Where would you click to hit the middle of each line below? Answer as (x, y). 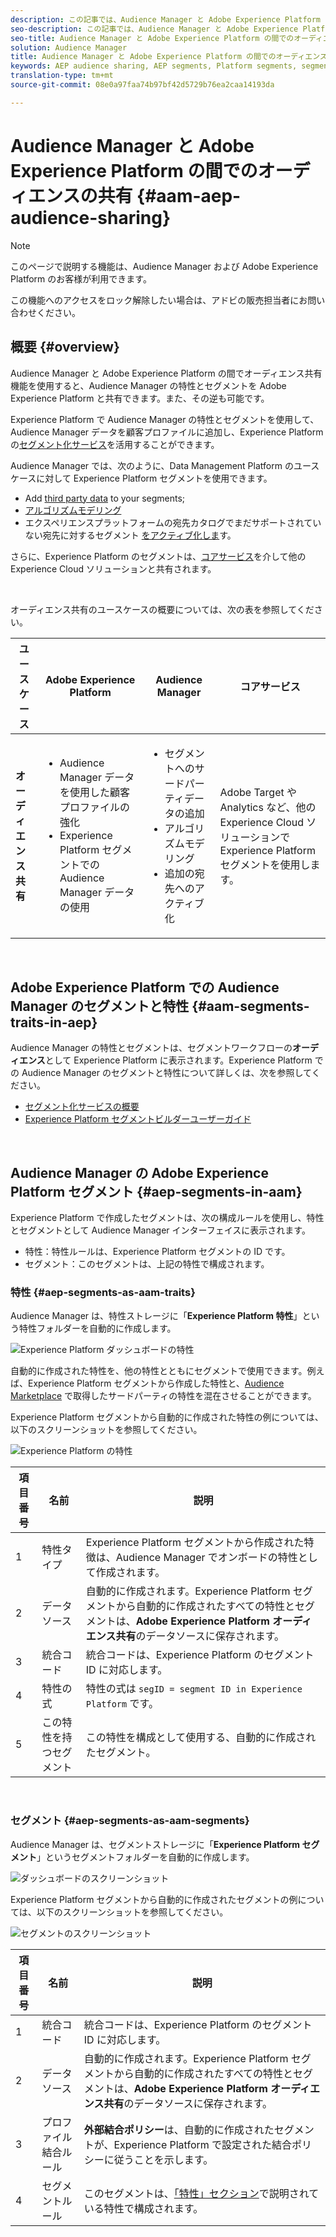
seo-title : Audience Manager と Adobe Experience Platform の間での (152, 38)
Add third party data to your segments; (105, 498)
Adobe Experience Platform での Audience (145, 987)
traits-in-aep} (54, 1022)
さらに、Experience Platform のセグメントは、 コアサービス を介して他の (158, 556)
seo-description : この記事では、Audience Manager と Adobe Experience (154, 29)
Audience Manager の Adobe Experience (139, 1172)
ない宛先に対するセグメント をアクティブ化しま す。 (130, 535)
